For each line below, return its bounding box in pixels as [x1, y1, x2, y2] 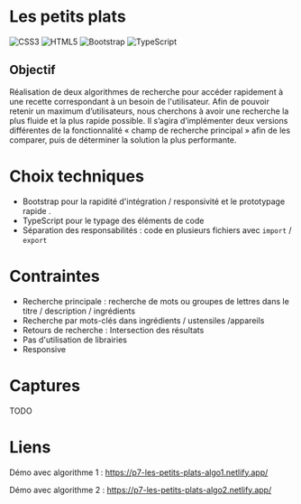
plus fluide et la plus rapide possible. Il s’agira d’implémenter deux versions [9, 115, 288, 126]
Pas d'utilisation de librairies [22, 334, 128, 345]
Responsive [22, 343, 66, 354]
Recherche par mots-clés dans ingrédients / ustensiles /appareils [22, 314, 265, 326]
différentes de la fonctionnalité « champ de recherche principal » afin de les [9, 125, 291, 135]
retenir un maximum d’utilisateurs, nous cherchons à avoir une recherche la [9, 106, 289, 117]
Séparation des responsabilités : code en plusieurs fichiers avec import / [22, 224, 292, 236]
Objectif [9, 62, 56, 78]
